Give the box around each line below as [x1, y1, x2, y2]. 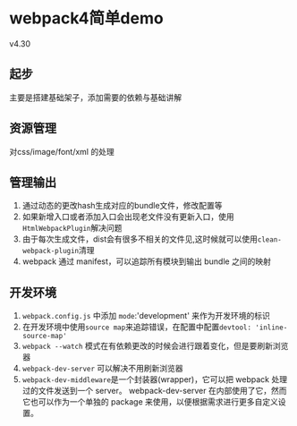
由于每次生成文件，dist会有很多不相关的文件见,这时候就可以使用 [21, 234, 258, 244]
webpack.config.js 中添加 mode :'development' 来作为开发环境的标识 [21, 311, 271, 321]
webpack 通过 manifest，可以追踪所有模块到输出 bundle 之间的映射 [21, 256, 271, 267]
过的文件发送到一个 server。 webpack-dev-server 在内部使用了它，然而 [21, 386, 287, 396]
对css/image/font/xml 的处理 [9, 146, 115, 157]
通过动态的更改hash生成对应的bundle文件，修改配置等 [21, 200, 223, 211]
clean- [257, 235, 282, 244]
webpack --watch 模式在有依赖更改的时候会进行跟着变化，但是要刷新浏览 [21, 341, 289, 352]
